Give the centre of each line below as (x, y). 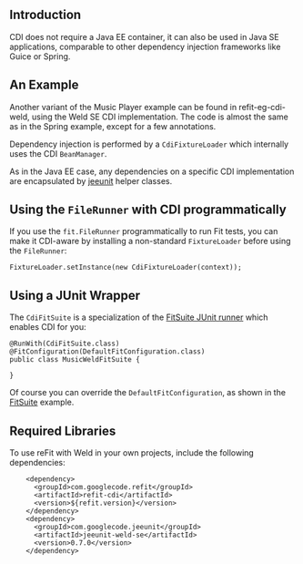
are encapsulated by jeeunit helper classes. (91, 180)
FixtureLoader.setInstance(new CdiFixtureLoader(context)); (126, 268)
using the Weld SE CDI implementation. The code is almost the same (160, 117)
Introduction (45, 15)
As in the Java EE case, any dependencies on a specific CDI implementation (152, 171)
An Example (44, 85)
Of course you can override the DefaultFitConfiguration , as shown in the (148, 393)
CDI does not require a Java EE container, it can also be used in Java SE (144, 36)
